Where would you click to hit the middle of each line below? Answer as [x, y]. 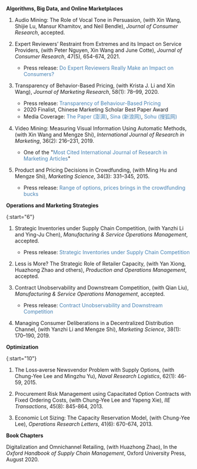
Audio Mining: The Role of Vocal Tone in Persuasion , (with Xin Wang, [98, 20]
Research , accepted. [40, 32]
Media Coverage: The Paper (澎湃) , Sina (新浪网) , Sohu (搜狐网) [100, 117]
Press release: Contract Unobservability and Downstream [93, 305]
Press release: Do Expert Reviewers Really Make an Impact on [98, 68]
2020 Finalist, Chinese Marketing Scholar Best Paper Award [96, 109]
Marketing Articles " [47, 158]
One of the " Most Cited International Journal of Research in [95, 152]
